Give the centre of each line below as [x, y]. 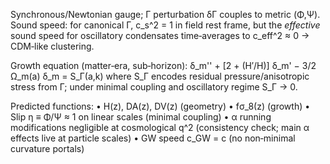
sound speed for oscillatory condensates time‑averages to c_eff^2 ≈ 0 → [160, 35]
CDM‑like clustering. [52, 46]
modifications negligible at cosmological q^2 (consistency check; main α [160, 127]
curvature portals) [47, 148]
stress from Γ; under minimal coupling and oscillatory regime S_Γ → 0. [154, 87]
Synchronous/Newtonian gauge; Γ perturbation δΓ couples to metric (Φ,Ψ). [165, 14]
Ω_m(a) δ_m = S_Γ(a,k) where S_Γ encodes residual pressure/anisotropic [160, 76]
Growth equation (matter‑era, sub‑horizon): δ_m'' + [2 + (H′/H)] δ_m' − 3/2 [163, 65]
